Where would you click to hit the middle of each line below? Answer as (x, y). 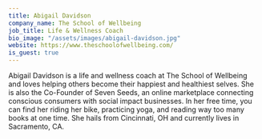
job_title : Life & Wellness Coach (66, 30)
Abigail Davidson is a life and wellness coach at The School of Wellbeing (128, 75)
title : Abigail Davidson (50, 16)
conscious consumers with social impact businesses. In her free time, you (130, 101)
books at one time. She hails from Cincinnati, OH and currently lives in (124, 118)
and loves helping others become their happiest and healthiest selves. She (131, 84)
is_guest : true (34, 53)
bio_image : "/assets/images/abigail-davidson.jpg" (95, 38)
